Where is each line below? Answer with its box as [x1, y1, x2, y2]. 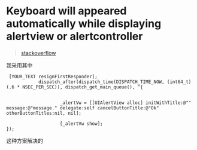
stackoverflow [20, 49, 56, 56]
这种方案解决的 [6, 137, 43, 144]
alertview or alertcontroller [6, 30, 143, 43]
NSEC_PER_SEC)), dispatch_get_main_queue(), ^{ [22, 84, 144, 90]
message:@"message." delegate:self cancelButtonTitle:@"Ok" [6, 105, 160, 111]
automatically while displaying [6, 17, 162, 30]
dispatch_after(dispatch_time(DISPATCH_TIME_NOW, [38, 79, 165, 85]
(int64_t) [166, 79, 192, 85]
